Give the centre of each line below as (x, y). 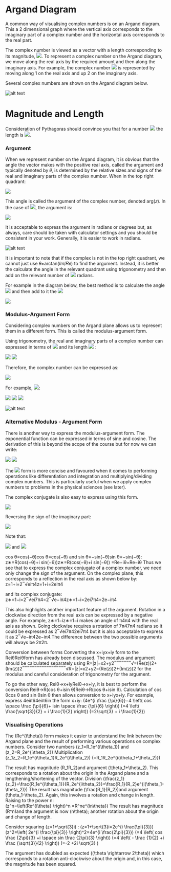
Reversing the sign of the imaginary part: (48, 516)
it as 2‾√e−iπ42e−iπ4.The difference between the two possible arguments (84, 637)
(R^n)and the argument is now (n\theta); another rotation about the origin (82, 811)
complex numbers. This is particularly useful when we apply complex (78, 481)
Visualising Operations (34, 724)
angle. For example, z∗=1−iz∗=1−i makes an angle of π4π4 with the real (81, 620)
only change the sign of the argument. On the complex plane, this (74, 573)
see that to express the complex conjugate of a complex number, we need (83, 568)
